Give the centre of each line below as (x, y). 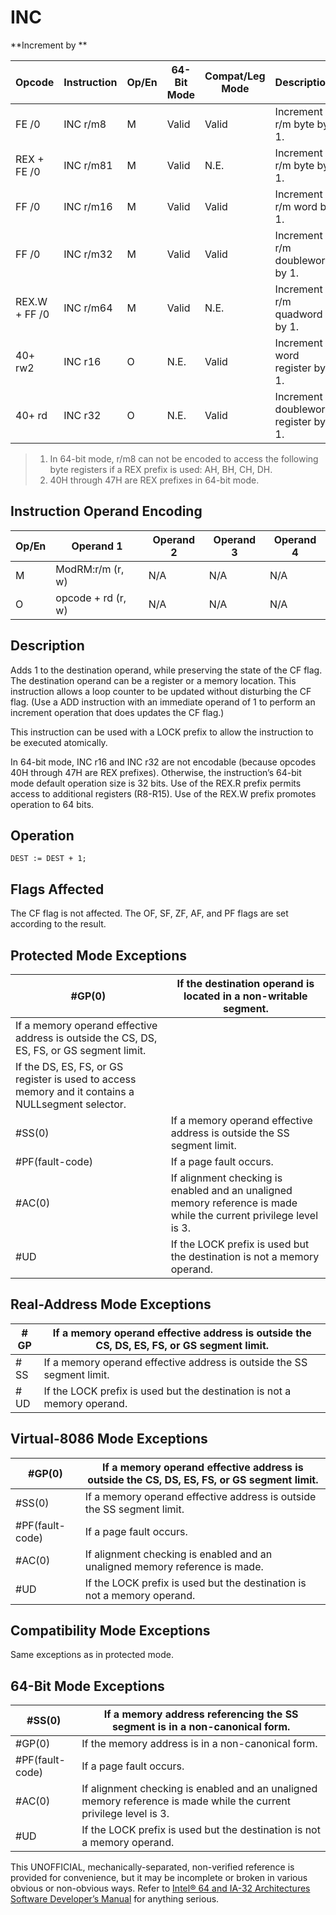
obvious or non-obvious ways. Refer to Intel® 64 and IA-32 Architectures (160, 1888)
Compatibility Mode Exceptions (110, 1631)
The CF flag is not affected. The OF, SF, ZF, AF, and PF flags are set (149, 913)
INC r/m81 (88, 165)
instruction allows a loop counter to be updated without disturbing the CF (161, 691)
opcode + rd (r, (91, 598)
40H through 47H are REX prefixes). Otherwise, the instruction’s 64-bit (156, 772)
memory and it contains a (75, 1091)
